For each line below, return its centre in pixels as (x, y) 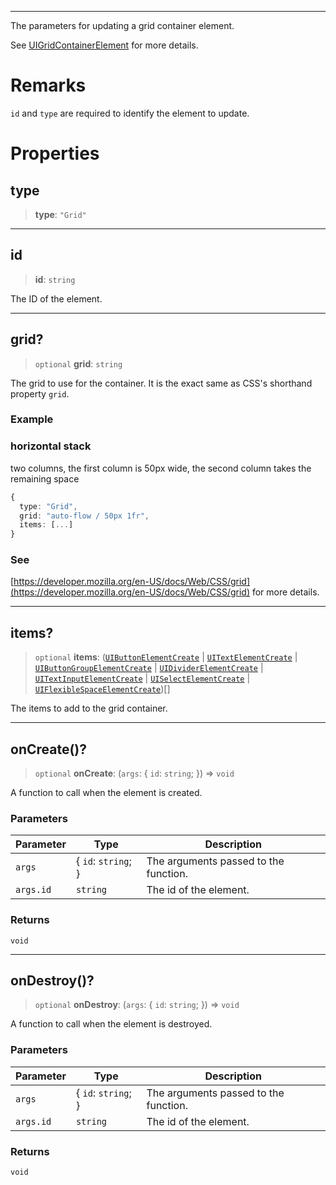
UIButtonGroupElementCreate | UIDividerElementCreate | (149, 668)
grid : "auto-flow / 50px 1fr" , (84, 516)
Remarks (48, 85)
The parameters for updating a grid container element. (122, 25)
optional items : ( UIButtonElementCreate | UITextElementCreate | (166, 657)
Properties (55, 153)
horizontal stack (51, 446)
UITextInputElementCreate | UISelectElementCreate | (142, 678)
